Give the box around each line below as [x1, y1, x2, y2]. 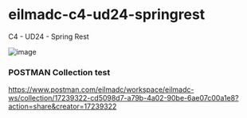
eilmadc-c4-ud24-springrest [8, 6, 206, 24]
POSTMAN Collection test [8, 67, 111, 78]
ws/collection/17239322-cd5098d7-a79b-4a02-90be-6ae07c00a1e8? [8, 93, 239, 103]
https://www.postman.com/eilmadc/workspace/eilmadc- [8, 85, 194, 94]
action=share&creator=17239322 [8, 101, 117, 112]
